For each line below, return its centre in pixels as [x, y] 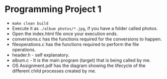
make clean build [30, 23]
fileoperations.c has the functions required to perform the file [75, 44]
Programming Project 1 [53, 9]
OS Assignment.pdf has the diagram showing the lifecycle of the [79, 65]
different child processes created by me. [54, 70]
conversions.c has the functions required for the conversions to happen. [87, 39]
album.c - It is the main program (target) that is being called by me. [81, 60]
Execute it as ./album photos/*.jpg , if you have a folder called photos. [85, 28]
